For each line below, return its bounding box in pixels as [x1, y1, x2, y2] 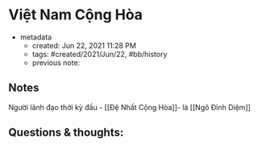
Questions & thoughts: [8, 126, 124, 140]
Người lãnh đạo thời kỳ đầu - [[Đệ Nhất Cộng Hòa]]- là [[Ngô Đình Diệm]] [8, 102, 252, 112]
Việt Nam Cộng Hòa [8, 6, 144, 24]
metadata [19, 32, 52, 42]
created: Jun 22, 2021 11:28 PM [31, 40, 137, 50]
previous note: [31, 58, 81, 67]
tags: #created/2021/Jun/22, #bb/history [31, 49, 168, 59]
